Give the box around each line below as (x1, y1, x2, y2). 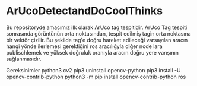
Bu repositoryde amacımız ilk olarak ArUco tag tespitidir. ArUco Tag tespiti (6, 24, 188, 31)
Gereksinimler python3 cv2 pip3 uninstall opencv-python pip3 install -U (6, 66, 181, 74)
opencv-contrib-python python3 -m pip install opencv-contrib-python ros (6, 73, 186, 80)
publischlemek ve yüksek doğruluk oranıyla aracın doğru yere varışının (6, 49, 179, 56)
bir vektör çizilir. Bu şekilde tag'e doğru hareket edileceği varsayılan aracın (6, 36, 188, 43)
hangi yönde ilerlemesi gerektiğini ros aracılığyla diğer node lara (6, 43, 163, 50)
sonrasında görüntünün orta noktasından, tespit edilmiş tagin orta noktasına (6, 30, 191, 37)
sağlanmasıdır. (6, 55, 42, 62)
